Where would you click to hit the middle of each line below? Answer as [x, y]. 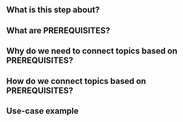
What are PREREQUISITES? [58, 30]
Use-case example [42, 111]
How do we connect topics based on [76, 81]
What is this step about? [53, 10]
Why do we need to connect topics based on [92, 51]
